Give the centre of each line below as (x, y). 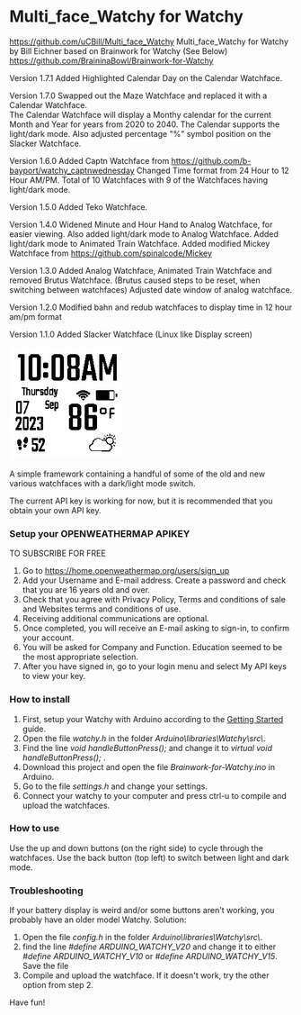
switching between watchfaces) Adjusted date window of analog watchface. (151, 289)
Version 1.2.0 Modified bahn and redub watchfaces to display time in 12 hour (151, 307)
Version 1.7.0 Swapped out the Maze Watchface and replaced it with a (138, 95)
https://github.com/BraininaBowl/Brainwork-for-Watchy (111, 60)
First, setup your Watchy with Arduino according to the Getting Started (153, 719)
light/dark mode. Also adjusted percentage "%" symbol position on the (140, 133)
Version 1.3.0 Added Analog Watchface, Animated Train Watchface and (141, 270)
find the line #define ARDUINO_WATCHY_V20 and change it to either (149, 947)
